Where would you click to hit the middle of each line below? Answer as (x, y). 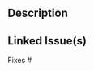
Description (38, 13)
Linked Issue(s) (47, 41)
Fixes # (20, 61)
